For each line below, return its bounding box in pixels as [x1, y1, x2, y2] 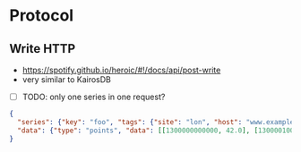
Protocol [9, 5, 74, 26]
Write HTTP [9, 41, 76, 56]
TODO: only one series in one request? [21, 91, 166, 102]
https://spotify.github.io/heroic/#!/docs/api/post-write [21, 64, 221, 75]
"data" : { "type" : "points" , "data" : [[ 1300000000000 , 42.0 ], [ [17, 126, 259, 135]
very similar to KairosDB [21, 74, 112, 85]
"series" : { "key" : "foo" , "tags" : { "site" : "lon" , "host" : [17, 117, 243, 126]
